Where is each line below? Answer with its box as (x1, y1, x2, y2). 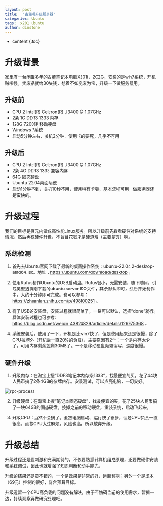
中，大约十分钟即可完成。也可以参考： (12, 292, 89, 298)
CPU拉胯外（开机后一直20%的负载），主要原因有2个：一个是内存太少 (12, 337, 150, 343)
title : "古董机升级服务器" (5, 12, 56, 17)
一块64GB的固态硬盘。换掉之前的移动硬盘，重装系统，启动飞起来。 (16, 404, 151, 410)
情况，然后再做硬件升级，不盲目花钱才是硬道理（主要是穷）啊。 (5, 234, 132, 240)
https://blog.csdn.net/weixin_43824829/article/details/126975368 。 (12, 321, 149, 326)
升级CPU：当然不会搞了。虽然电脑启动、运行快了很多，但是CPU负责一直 (12, 415, 158, 421)
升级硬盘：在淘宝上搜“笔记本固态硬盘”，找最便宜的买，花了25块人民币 (12, 398, 153, 404)
